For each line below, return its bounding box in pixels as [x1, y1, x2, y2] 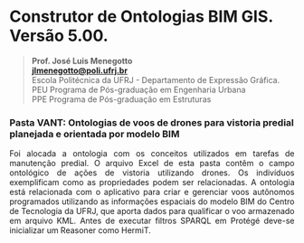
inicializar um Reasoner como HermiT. [9, 225, 152, 236]
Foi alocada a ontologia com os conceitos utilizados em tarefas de [9, 148, 295, 159]
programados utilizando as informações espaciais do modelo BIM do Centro [9, 196, 295, 207]
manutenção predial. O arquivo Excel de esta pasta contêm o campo [9, 158, 295, 169]
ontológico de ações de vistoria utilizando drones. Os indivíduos [9, 167, 295, 178]
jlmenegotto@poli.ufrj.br [31, 65, 128, 76]
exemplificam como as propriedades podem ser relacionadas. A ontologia [9, 177, 295, 188]
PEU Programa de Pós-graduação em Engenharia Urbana [31, 84, 246, 95]
